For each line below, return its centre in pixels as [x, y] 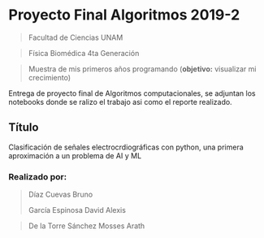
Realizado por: [38, 176]
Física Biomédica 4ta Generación [84, 53]
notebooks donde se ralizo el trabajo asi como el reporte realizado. [121, 102]
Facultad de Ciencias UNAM [76, 37]
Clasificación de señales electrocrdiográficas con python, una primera [126, 147]
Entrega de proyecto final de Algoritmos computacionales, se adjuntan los [132, 93]
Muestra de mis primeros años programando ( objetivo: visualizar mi [142, 69]
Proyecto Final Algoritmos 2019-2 [124, 15]
